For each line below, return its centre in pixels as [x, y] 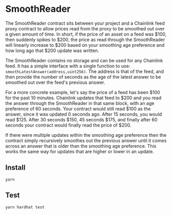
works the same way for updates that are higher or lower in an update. [80, 151]
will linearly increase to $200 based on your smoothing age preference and [85, 45]
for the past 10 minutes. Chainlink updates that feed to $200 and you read [83, 98]
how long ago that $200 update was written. [52, 50]
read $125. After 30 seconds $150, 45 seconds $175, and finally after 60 [81, 119]
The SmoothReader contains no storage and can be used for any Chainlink [84, 60]
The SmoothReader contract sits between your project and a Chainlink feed [85, 23]
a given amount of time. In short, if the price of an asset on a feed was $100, [86, 34]
